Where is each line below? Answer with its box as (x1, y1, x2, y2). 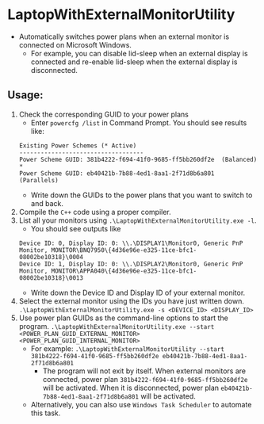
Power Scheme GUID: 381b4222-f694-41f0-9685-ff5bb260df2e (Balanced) (18, 155, 258, 163)
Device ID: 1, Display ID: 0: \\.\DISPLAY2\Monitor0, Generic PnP (18, 260, 243, 268)
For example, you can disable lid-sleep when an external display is (30, 48, 248, 58)
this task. (30, 408, 61, 418)
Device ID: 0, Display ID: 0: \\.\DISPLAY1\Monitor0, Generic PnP (18, 239, 243, 247)
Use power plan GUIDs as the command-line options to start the (18, 313, 229, 323)
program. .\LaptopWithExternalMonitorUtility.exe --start (18, 321, 215, 330)
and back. (30, 198, 64, 208)
